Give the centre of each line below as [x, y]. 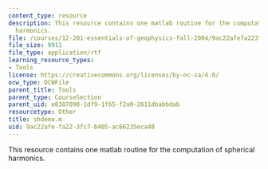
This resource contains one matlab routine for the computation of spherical [132, 149]
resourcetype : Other [43, 112]
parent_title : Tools [43, 90]
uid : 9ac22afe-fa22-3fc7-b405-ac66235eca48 [82, 127]
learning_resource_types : [51, 61]
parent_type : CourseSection [55, 97]
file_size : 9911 [35, 45]
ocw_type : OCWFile [39, 82]
